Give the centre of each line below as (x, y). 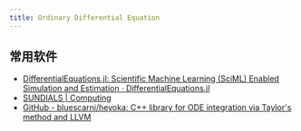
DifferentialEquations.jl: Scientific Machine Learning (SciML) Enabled (150, 79)
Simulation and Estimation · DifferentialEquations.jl (116, 89)
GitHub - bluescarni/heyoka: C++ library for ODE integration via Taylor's (157, 108)
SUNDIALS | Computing (67, 98)
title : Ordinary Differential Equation (85, 18)
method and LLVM (57, 117)
